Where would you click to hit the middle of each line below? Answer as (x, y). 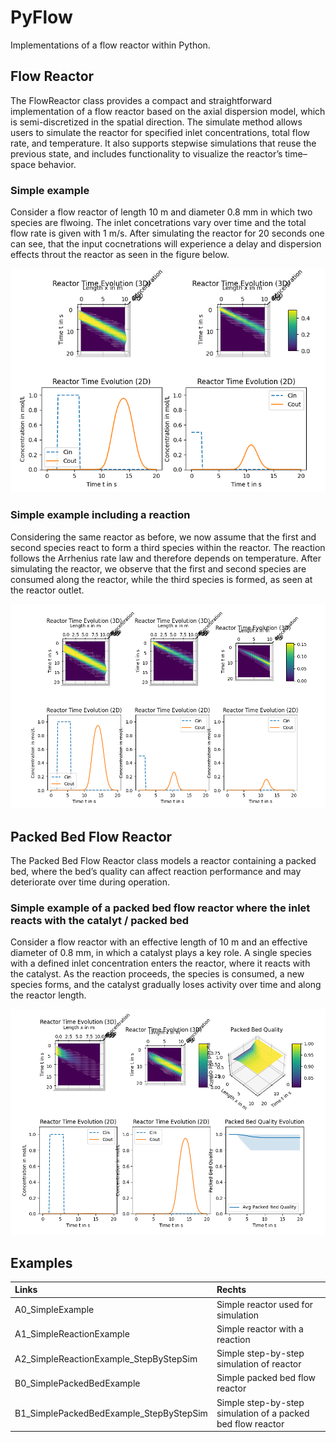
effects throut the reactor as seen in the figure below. (120, 255)
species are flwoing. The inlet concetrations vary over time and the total (158, 223)
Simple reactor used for (265, 1304)
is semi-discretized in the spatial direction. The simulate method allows (156, 122)
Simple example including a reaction (100, 515)
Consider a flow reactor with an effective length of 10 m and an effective (159, 942)
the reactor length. (48, 995)
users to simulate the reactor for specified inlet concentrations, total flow (160, 132)
